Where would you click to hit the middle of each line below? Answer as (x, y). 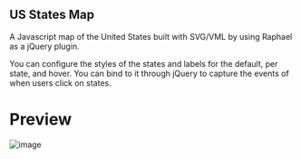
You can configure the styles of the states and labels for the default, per (144, 63)
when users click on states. (60, 83)
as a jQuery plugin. (44, 46)
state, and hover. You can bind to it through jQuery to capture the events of (150, 73)
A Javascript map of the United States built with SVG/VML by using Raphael (151, 36)
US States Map (52, 15)
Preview (41, 119)
